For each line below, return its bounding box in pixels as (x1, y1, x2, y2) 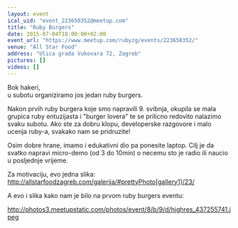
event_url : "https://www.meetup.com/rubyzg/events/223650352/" (7, 37, 199, 44)
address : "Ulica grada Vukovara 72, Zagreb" (7, 51, 141, 58)
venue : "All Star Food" (7, 43, 78, 51)
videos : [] (7, 63, 40, 71)
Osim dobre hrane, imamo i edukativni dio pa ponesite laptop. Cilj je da (7, 140, 215, 150)
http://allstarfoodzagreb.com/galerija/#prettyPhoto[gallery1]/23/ (7, 177, 195, 186)
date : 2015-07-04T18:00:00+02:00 (7, 30, 107, 38)
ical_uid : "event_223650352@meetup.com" (7, 17, 129, 24)
